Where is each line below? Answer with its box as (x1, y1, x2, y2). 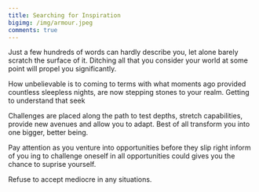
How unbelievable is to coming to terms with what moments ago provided (8, 79, 246, 89)
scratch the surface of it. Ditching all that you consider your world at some (8, 56, 249, 65)
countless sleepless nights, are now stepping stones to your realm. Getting (8, 88, 250, 97)
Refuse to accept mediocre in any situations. (8, 175, 152, 184)
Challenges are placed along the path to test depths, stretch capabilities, (8, 111, 243, 121)
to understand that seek (8, 96, 86, 106)
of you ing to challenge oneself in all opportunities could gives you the (8, 151, 235, 161)
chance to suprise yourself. (8, 160, 97, 169)
